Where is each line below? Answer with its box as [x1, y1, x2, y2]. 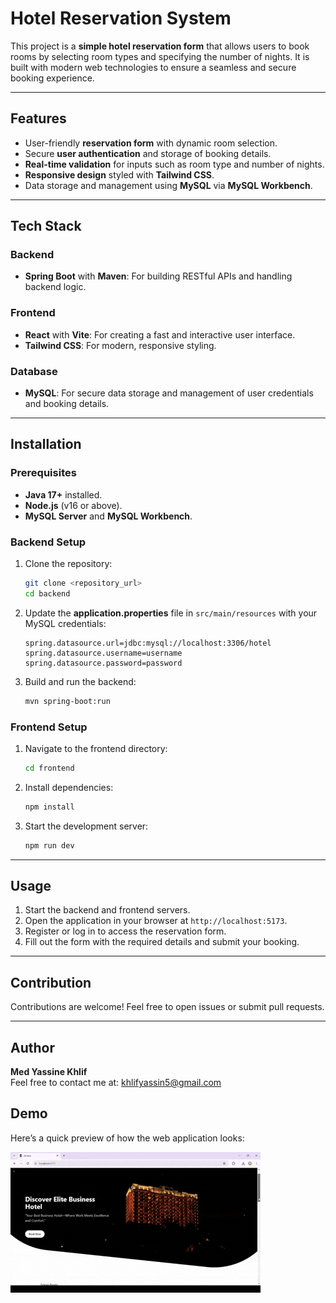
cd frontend [24, 763, 75, 773]
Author [10, 1039, 55, 1056]
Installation [10, 436, 82, 453]
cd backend [24, 588, 71, 599]
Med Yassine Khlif [10, 1066, 88, 1077]
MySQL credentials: [24, 617, 107, 629]
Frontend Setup [10, 720, 88, 734]
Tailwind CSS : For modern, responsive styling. [24, 339, 217, 351]
